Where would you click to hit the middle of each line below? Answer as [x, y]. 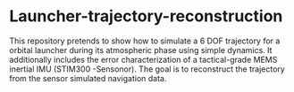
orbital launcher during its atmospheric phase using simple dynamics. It [141, 50]
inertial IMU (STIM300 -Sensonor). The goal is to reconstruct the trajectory [147, 69]
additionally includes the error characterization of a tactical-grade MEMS [143, 59]
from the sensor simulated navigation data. [88, 78]
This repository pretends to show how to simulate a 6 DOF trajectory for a [145, 41]
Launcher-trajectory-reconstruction [146, 16]
